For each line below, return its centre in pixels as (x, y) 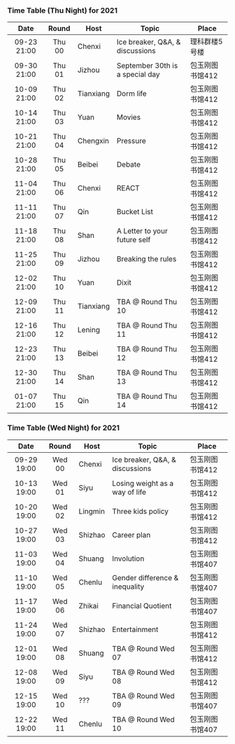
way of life (129, 492)
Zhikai (89, 605)
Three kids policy (140, 511)
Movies (129, 118)
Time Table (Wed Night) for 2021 (64, 428)
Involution (128, 559)
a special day (138, 74)
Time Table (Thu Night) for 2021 (62, 10)
